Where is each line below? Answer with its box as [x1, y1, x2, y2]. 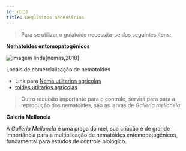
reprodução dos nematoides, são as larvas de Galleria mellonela [20, 101, 181, 108]
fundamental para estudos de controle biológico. [6, 137, 127, 144]
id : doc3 [6, 8, 28, 15]
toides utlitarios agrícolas [14, 83, 78, 90]
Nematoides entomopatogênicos [6, 43, 90, 50]
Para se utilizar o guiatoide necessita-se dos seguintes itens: [20, 31, 172, 38]
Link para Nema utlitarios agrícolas [14, 77, 101, 84]
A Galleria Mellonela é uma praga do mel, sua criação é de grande [6, 125, 170, 132]
